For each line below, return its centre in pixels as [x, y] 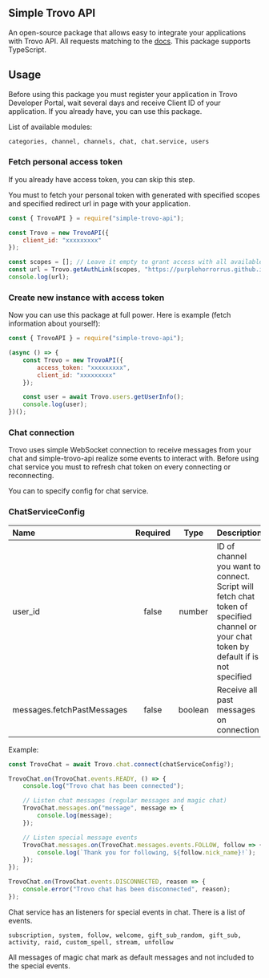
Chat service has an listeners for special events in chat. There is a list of [127, 912]
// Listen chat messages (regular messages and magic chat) [125, 801]
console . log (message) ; [75, 816]
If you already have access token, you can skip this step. [102, 179]
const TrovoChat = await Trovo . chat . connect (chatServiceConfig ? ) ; [121, 764]
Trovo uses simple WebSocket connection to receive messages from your [130, 450]
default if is [237, 656]
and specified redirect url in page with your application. [99, 203]
